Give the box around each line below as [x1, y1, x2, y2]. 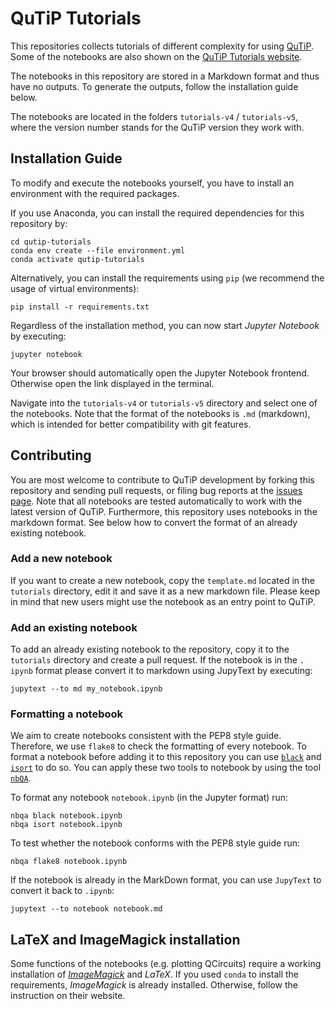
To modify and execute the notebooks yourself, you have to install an [10, 177, 295, 189]
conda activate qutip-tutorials [10, 254, 145, 264]
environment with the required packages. [10, 187, 180, 199]
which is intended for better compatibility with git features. [10, 418, 252, 430]
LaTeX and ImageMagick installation [10, 931, 241, 948]
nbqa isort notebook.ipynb [10, 820, 123, 830]
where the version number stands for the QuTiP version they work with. [10, 121, 305, 133]
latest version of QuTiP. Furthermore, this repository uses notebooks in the [10, 505, 318, 517]
